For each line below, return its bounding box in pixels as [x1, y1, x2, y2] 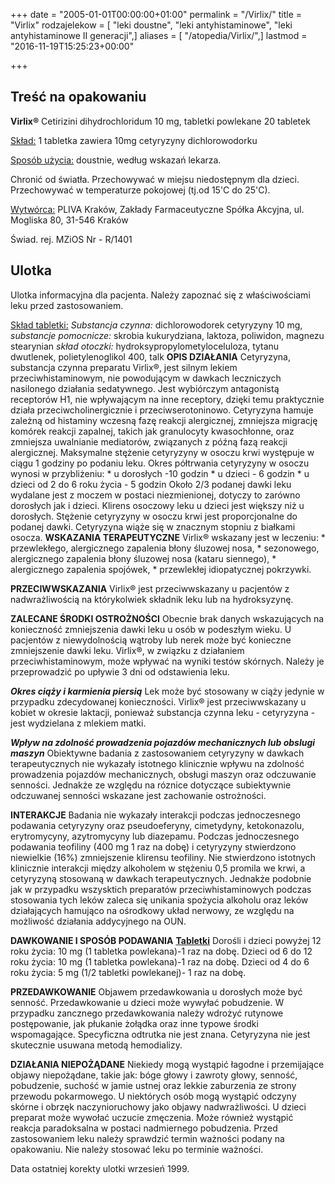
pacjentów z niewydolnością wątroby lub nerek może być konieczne [10, 634, 292, 646]
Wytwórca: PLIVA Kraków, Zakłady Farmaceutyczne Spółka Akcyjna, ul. [10, 203, 305, 215]
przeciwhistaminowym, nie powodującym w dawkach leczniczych [10, 372, 282, 384]
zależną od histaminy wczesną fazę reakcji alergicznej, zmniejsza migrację [10, 414, 318, 426]
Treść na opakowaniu [10, 89, 147, 106]
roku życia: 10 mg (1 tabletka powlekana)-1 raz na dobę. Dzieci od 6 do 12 [10, 945, 313, 957]
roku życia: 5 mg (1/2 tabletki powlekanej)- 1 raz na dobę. [10, 966, 247, 978]
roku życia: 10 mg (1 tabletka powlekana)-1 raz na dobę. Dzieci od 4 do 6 [10, 955, 310, 968]
